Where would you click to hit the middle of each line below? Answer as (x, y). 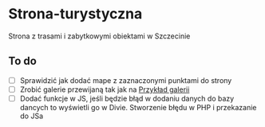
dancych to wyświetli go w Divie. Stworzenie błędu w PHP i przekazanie (138, 107)
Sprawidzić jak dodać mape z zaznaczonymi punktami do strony (126, 80)
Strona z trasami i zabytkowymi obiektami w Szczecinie (99, 36)
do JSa (32, 116)
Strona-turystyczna (75, 14)
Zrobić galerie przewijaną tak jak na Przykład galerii (105, 89)
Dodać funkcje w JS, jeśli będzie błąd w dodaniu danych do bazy (127, 98)
